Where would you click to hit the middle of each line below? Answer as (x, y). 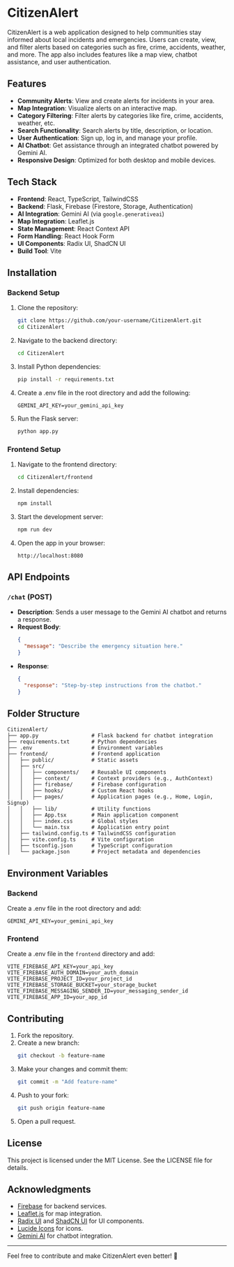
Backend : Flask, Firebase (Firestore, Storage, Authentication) (105, 206)
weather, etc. (36, 123)
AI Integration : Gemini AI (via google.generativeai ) (91, 214)
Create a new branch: (48, 1043)
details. (18, 1167)
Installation (32, 273)
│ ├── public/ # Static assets (73, 760)
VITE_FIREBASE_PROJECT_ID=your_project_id (70, 979)
